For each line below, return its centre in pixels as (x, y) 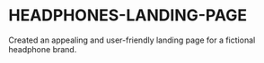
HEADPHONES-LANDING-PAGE (128, 16)
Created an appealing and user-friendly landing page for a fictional (132, 40)
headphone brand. (43, 49)
